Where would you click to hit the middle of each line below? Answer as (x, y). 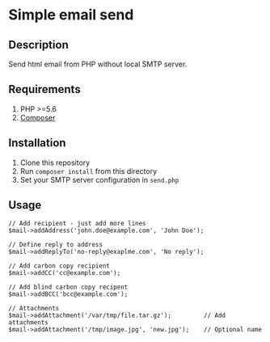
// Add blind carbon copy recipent (68, 287)
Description (38, 45)
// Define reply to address (56, 245)
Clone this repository (55, 163)
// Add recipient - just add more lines (78, 224)
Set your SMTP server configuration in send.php (99, 179)
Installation (37, 143)
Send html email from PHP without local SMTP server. (98, 64)
